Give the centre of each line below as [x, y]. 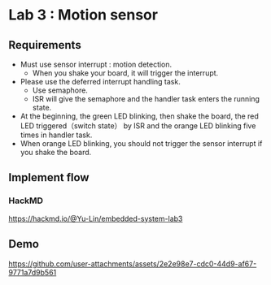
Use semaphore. [60, 90]
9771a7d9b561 [33, 272]
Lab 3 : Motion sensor [83, 15]
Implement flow [49, 177]
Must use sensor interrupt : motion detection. [96, 64]
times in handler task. [56, 135]
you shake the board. [56, 152]
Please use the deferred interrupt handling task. [100, 82]
